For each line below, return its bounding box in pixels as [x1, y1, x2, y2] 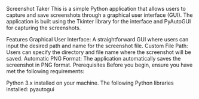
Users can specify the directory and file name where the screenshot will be [6, 49, 191, 56]
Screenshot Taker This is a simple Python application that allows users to [6, 5, 186, 12]
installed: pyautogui [6, 86, 55, 92]
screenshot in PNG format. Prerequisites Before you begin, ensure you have [6, 61, 193, 68]
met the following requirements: [6, 68, 85, 74]
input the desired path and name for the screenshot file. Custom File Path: [6, 42, 188, 49]
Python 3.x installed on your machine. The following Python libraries [6, 79, 174, 86]
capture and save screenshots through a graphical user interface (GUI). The [6, 11, 193, 19]
